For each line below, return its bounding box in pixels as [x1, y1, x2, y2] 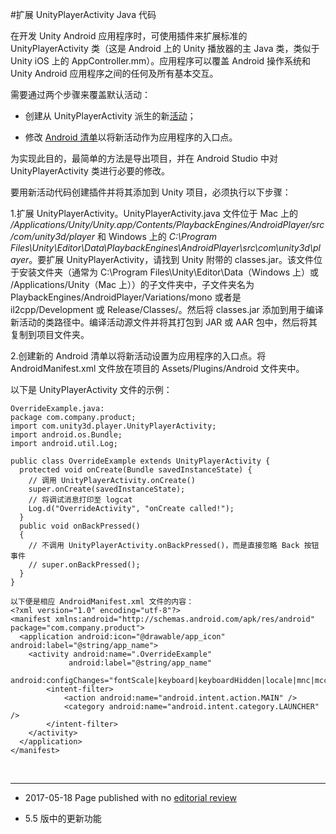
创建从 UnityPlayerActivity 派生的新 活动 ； [24, 110, 197, 122]
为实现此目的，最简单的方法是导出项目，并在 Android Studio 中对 [10, 153, 278, 164]
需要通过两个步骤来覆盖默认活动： [10, 89, 151, 100]
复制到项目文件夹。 [10, 329, 90, 340]
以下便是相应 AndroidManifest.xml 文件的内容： [10, 597, 195, 607]
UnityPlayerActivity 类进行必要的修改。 [10, 165, 170, 177]
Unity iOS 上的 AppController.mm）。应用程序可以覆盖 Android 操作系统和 [10, 55, 312, 67]
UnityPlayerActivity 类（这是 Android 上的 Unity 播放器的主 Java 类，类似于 [10, 43, 320, 54]
